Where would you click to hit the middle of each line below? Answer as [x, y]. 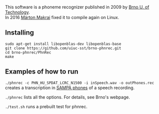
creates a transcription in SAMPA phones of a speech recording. [70, 88]
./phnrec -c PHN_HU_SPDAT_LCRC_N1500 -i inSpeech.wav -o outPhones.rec [79, 83]
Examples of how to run [42, 72]
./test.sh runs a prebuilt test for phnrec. [46, 106]
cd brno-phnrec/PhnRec [28, 52]
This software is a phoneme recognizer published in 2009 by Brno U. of [77, 7]
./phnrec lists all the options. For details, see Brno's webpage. [68, 97]
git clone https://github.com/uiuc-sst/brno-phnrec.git [63, 48]
